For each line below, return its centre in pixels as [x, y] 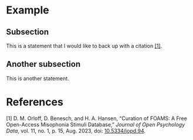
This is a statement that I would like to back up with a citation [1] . [84, 46]
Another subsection [43, 64]
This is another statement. [38, 78]
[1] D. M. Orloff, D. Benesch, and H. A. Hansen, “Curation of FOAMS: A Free [97, 118]
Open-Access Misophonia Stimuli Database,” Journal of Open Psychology [96, 124]
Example [28, 10]
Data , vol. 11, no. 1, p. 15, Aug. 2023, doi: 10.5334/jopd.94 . [76, 131]
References [35, 102]
